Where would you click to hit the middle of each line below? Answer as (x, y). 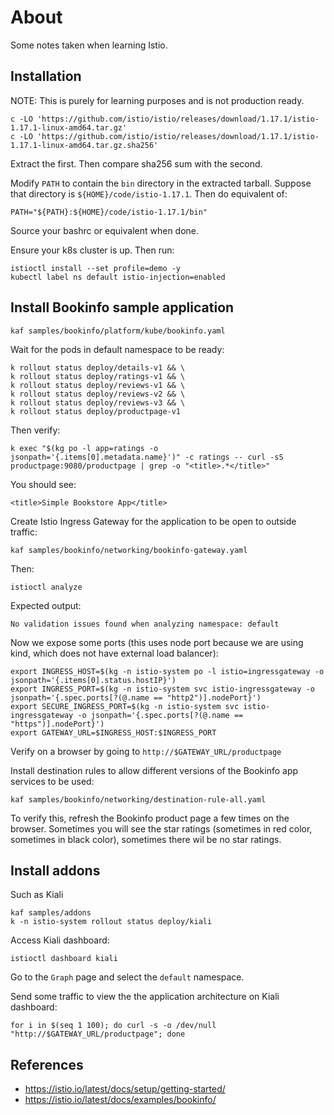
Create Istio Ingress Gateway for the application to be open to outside (153, 521)
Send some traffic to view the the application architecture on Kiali (145, 997)
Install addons (55, 870)
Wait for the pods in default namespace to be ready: (117, 349)
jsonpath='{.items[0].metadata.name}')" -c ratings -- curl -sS (147, 457)
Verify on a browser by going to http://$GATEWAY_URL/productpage (146, 751)
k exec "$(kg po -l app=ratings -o (84, 448)
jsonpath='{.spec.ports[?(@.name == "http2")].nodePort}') (136, 697)
